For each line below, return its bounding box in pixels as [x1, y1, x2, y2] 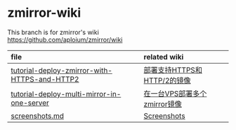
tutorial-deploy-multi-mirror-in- [11, 89, 122, 99]
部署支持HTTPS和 [143, 65, 202, 75]
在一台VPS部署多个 [143, 89, 207, 99]
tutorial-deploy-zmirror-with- [11, 65, 112, 75]
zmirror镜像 [143, 99, 182, 109]
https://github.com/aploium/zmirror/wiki [7, 35, 123, 43]
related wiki [143, 52, 184, 62]
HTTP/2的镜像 [143, 75, 191, 85]
